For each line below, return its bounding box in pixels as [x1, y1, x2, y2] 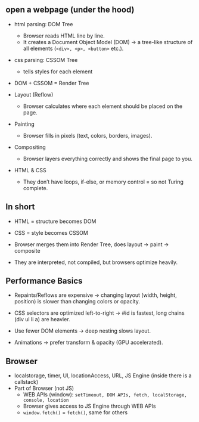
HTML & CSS [14, 166, 46, 173]
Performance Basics [5, 276, 83, 286]
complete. [23, 184, 48, 191]
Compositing [14, 143, 46, 151]
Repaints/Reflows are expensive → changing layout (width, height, [14, 291, 177, 299]
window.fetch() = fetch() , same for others [23, 409, 128, 416]
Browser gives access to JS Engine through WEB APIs [23, 402, 156, 410]
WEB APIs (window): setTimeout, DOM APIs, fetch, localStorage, [23, 391, 187, 398]
